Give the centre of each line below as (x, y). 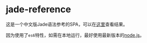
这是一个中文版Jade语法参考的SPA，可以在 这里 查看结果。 (67, 24)
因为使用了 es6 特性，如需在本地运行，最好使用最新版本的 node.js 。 (75, 35)
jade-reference (38, 9)
